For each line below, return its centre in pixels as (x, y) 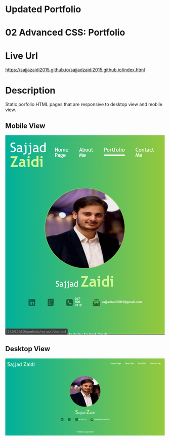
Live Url (22, 56)
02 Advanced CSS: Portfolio (65, 33)
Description (30, 90)
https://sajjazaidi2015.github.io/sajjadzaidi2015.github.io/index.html (75, 70)
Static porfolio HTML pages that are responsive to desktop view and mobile (84, 105)
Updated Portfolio (43, 9)
